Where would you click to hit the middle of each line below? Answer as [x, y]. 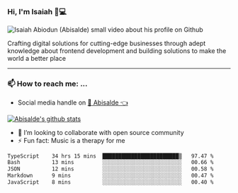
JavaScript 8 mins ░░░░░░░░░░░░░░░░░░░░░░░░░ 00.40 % [110, 182]
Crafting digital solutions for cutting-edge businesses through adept [107, 43]
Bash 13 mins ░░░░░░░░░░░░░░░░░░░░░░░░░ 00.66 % [110, 163]
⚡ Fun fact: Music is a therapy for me [71, 140]
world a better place [36, 59]
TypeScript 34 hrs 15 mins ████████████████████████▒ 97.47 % [110, 156]
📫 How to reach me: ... [47, 84]
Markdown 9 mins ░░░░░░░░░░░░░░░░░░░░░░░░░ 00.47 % [110, 176]
